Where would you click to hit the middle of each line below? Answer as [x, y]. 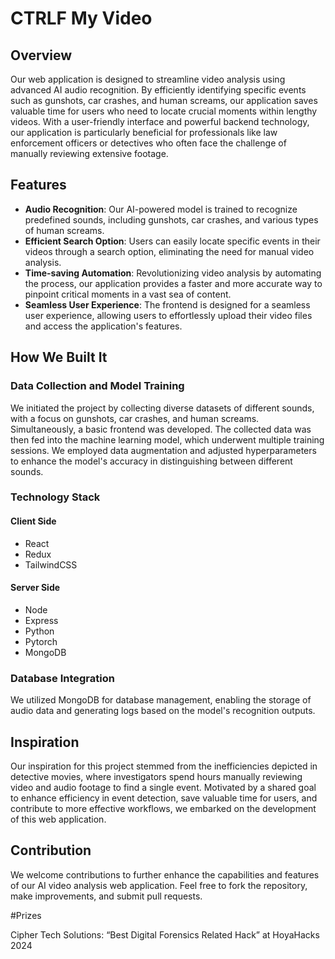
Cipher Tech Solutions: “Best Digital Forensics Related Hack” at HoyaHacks [165, 934]
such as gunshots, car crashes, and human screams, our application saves [164, 100]
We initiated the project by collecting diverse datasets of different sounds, [162, 408]
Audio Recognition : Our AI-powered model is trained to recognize [161, 209]
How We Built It [59, 357]
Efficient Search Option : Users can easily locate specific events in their [172, 241]
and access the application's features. [103, 326]
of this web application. [58, 819]
